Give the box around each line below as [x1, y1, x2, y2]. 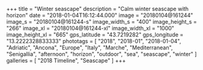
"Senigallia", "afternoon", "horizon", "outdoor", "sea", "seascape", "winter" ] [6, 51, 197, 57]
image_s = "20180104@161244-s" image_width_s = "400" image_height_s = [6, 18, 197, 25]
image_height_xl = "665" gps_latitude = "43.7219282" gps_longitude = [6, 31, 184, 38]
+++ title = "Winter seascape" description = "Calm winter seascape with [6, 5, 189, 12]
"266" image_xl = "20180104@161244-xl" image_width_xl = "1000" [6, 24, 174, 32]
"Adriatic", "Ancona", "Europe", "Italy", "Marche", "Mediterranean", [6, 44, 173, 51]
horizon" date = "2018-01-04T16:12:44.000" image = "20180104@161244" [6, 12, 194, 19]
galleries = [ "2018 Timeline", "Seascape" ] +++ [6, 57, 127, 64]
